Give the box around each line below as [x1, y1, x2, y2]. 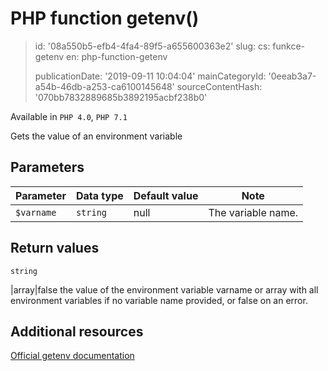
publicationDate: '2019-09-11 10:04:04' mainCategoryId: [34, 70, 267, 82]
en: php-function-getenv [66, 50, 168, 62]
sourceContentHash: [176, 80, 263, 92]
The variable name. [208, 205, 299, 219]
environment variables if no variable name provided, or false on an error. [10, 294, 308, 306]
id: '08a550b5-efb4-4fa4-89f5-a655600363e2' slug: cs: [34, 40, 271, 52]
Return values [10, 240, 100, 257]
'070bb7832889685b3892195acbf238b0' [34, 91, 208, 103]
